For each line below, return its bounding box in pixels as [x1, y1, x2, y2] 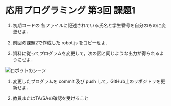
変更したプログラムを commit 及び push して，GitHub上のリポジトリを [12, 78, 161, 84]
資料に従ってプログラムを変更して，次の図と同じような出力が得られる [12, 50, 160, 56]
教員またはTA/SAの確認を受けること [12, 95, 89, 101]
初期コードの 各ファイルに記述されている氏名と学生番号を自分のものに [12, 22, 162, 28]
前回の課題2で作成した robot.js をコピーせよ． [12, 39, 111, 46]
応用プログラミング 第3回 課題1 [5, 5, 136, 16]
